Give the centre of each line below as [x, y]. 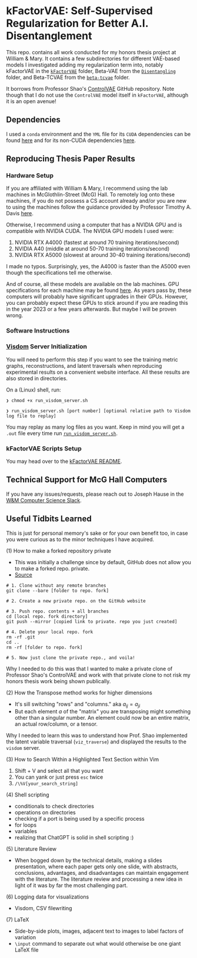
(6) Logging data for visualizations [48, 897]
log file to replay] [31, 416]
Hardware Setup [30, 176]
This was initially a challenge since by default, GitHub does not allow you [103, 562]
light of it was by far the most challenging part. [71, 885]
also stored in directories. [37, 378]
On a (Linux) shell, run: [34, 390]
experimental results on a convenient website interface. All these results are [98, 372]
